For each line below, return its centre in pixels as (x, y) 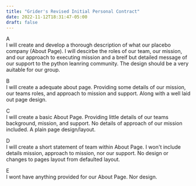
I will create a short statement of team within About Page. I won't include (94, 147)
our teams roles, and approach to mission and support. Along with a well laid (98, 93)
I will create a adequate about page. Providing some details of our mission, (96, 87)
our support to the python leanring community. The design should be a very (97, 64)
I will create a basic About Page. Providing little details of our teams (87, 117)
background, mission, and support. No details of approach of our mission (94, 124)
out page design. (26, 100)
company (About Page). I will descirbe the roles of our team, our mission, (94, 51)
